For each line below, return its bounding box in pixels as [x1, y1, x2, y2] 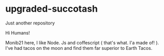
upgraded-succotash [5, 3, 98, 15]
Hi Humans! [5, 30, 30, 36]
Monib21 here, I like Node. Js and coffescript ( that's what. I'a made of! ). [5, 39, 159, 46]
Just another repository [5, 20, 55, 26]
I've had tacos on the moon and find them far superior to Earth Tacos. [5, 45, 153, 51]
